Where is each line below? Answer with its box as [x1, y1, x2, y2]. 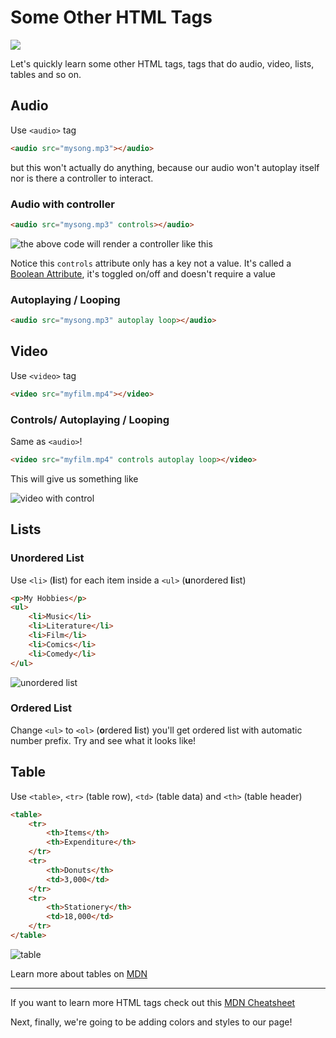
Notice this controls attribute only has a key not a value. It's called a [10, 257, 292, 269]
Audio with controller [10, 197, 115, 211]
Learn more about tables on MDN [10, 967, 148, 980]
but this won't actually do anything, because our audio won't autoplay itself [10, 161, 320, 173]
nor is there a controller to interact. [10, 172, 154, 184]
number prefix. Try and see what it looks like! [10, 734, 197, 746]
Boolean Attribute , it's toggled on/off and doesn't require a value [10, 267, 276, 280]
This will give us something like [10, 472, 139, 485]
